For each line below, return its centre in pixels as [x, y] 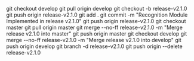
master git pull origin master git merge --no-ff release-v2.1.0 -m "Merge [95, 27]
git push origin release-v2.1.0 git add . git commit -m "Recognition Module [97, 15]
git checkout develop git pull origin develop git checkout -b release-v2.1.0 [97, 9]
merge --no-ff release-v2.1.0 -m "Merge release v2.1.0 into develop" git [94, 40]
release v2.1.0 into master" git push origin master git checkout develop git [97, 34]
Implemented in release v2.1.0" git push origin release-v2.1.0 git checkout [96, 21]
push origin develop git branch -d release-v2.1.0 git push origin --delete [95, 46]
